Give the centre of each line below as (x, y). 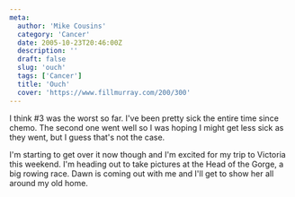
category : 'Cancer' (54, 34)
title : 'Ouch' (44, 84)
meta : (19, 17)
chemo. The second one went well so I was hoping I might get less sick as (147, 127)
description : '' (48, 51)
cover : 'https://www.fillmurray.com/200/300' (104, 92)
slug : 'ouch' (42, 68)
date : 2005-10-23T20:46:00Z (70, 43)
